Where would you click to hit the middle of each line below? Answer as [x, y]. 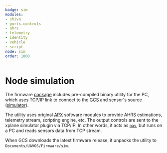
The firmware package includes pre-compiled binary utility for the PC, [77, 95]
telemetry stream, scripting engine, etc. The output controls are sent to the [82, 120]
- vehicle [15, 42]
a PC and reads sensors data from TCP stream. [54, 131]
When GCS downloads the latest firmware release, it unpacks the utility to [81, 141]
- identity [16, 38]
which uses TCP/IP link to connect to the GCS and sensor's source [74, 100]
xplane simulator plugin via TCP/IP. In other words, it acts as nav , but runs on [84, 126]
